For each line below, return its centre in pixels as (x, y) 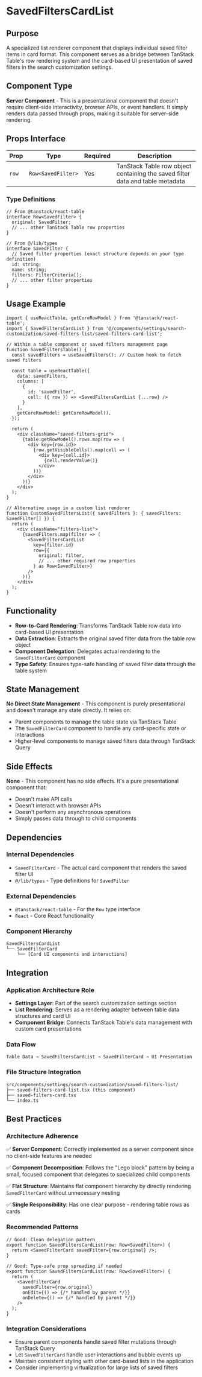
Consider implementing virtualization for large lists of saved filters (96, 1367)
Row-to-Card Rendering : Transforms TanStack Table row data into (98, 625)
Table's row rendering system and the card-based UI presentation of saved (99, 61)
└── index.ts (23, 1100)
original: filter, (61, 555)
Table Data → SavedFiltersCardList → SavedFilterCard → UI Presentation (99, 1057)
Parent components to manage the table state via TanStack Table (96, 722)
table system (31, 670)
